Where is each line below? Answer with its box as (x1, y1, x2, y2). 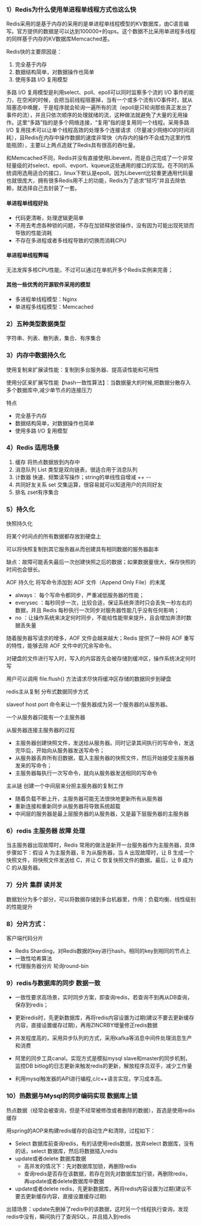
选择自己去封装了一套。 (22, 185, 80, 192)
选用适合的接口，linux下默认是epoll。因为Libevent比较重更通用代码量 (22, 169, 194, 177)
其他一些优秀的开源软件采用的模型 (6, 281, 91, 288)
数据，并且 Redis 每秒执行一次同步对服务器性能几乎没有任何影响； (14, 607, 179, 614)
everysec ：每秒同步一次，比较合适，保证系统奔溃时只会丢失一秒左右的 (14, 599, 192, 607)
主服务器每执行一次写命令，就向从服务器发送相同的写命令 (14, 769, 158, 777)
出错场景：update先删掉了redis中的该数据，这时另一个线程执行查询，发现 (6, 1205, 189, 1213)
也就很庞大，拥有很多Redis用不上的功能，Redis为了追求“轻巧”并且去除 (6, 177, 180, 185)
